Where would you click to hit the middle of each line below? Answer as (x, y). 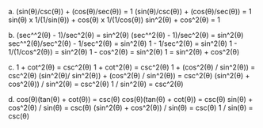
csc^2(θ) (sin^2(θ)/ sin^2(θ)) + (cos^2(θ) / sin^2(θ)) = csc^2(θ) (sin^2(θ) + (129, 75)
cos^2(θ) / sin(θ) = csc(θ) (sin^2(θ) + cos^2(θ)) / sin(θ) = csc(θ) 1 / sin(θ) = (131, 107)
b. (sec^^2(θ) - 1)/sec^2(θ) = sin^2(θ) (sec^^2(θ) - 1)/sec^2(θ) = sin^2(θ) (126, 35)
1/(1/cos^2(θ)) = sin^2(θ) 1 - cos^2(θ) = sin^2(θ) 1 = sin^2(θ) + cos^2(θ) (124, 52)
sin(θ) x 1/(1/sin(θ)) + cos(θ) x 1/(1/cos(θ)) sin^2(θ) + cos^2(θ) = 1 (114, 20)
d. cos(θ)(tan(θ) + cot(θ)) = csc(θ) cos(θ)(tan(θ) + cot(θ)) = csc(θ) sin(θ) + (131, 99)
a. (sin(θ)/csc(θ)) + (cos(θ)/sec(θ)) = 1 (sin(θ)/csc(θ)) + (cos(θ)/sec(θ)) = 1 (130, 11)
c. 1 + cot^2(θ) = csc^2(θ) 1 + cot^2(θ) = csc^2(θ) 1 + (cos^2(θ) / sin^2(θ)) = (132, 67)
